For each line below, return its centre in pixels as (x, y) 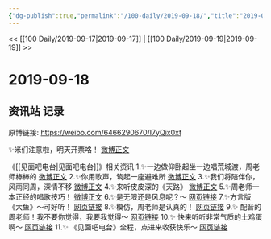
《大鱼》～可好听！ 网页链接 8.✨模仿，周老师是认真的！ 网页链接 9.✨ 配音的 (135, 207)
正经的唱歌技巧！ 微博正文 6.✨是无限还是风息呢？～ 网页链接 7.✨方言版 (133, 196)
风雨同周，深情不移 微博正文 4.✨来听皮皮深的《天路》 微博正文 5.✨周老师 (130, 187)
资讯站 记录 (36, 111)
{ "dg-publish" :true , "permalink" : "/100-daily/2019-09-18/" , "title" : (124, 16)
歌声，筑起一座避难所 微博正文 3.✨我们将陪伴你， (177, 176)
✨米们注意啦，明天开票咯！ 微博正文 (69, 149)
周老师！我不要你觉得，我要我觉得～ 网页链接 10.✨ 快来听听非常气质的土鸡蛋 (135, 216)
